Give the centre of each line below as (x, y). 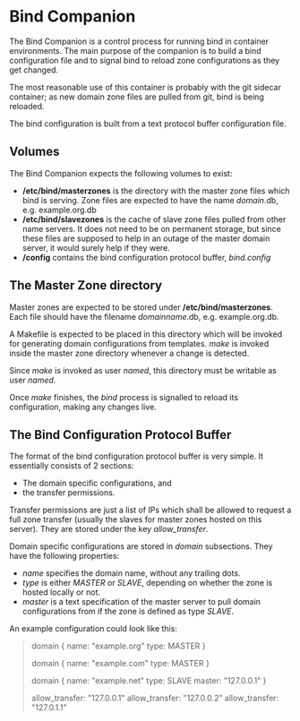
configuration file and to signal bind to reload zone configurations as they (145, 60)
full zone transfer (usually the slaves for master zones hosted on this (136, 519)
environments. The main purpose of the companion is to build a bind (135, 50)
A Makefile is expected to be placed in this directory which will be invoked (146, 334)
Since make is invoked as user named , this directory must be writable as (143, 370)
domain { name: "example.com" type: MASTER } (120, 664)
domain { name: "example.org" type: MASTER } (118, 646)
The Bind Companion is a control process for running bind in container (139, 41)
